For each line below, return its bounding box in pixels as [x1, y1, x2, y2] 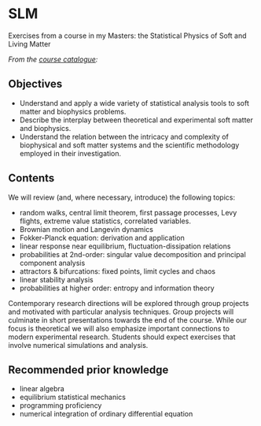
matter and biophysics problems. [19, 106, 127, 116]
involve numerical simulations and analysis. [8, 340, 149, 349]
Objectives [8, 77, 63, 91]
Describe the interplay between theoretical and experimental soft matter [19, 115, 254, 125]
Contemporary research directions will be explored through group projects [8, 298, 249, 308]
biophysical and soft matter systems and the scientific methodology [19, 140, 240, 150]
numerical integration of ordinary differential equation [19, 409, 193, 419]
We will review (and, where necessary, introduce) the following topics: [8, 192, 236, 202]
